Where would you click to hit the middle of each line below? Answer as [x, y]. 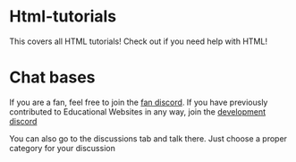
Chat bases [52, 77]
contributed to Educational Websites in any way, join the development [138, 111]
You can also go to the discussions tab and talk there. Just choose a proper [148, 138]
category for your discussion [63, 148]
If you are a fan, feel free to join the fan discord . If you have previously [139, 102]
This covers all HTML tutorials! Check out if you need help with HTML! [139, 41]
